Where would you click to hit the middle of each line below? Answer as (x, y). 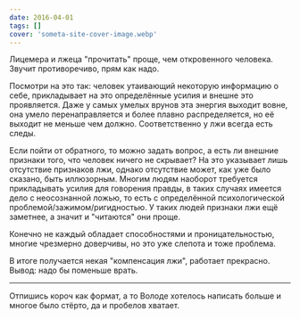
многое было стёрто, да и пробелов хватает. (95, 306)
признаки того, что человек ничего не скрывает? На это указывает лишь (149, 160)
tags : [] (25, 26)
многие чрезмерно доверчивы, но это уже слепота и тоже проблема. (143, 244)
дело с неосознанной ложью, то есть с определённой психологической (147, 198)
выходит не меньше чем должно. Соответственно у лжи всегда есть (142, 124)
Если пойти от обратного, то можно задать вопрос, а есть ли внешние (144, 151)
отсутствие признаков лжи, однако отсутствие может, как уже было (140, 169)
